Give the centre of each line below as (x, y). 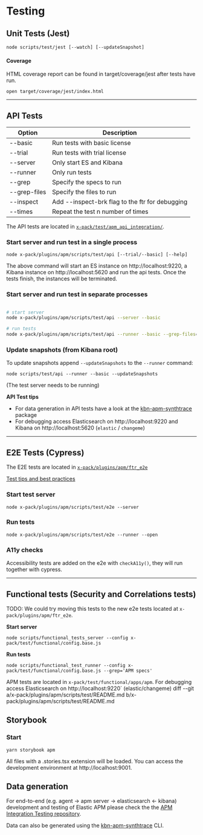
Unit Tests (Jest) (38, 34)
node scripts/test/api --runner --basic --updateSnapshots (82, 374)
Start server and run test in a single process (72, 242)
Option (28, 133)
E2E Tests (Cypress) (45, 452)
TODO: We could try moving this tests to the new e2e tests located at (92, 608)
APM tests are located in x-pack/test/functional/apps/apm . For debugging (99, 682)
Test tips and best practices (41, 479)
